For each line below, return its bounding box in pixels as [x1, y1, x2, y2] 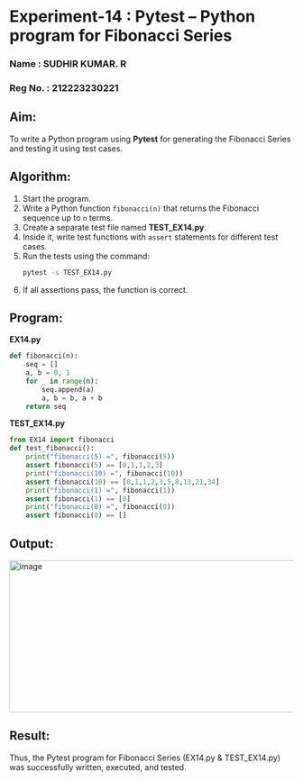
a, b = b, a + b [41, 394, 103, 403]
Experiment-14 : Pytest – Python [9, 6, 256, 27]
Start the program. [22, 193, 92, 204]
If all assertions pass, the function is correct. [22, 284, 188, 295]
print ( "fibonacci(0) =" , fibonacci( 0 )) [25, 503, 176, 512]
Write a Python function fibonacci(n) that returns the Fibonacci [22, 203, 260, 213]
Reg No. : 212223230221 [9, 82, 119, 95]
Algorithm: [9, 169, 71, 185]
